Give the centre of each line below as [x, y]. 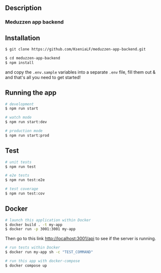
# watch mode [18, 117]
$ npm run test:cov [25, 193]
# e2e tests [17, 176]
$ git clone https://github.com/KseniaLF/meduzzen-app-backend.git [76, 49]
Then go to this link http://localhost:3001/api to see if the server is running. [80, 239]
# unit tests [18, 162]
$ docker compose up [26, 265]
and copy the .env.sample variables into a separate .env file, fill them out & [80, 72]
